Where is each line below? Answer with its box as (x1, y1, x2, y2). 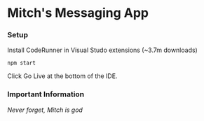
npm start (7, 60, 36, 67)
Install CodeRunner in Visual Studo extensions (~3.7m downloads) (7, 46, 198, 54)
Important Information (7, 89, 85, 99)
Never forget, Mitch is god (7, 106, 83, 114)
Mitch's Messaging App (7, 5, 149, 21)
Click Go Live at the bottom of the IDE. (7, 72, 118, 80)
